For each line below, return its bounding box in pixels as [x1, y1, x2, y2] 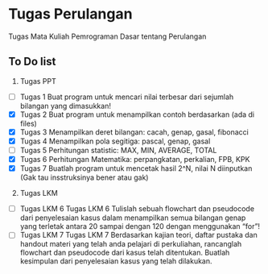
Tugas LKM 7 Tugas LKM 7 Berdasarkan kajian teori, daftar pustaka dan [19, 230, 258, 240]
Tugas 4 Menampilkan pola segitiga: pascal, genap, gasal [19, 136, 211, 146]
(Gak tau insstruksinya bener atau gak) [19, 172, 149, 182]
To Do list [8, 55, 56, 68]
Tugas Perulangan [8, 5, 133, 23]
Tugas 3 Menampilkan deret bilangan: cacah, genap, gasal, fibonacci [19, 127, 249, 137]
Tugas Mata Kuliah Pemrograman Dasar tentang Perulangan [8, 31, 207, 41]
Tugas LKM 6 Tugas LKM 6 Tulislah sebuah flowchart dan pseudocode [19, 204, 255, 214]
